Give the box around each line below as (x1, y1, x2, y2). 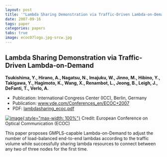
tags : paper (5, 21, 30, 26)
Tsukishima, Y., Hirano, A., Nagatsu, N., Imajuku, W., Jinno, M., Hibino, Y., (5, 74, 161, 80)
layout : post (5, 7, 32, 12)
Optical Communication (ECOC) (5, 120, 71, 126)
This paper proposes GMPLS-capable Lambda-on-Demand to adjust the (5, 130, 153, 136)
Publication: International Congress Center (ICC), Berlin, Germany (12, 95, 147, 101)
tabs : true (5, 30, 28, 35)
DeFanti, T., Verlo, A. (5, 85, 49, 91)
